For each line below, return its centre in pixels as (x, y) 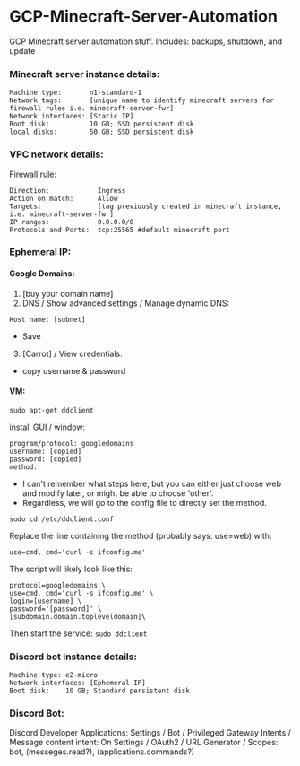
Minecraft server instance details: (85, 74)
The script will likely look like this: (71, 569)
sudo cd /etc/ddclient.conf (62, 519)
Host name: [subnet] (48, 319)
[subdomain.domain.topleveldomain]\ (77, 616)
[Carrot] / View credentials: (72, 353)
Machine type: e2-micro (54, 675)
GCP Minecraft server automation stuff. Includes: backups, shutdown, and (146, 41)
